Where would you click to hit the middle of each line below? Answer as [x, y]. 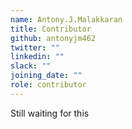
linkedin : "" [37, 57]
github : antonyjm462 [53, 38]
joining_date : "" [46, 76]
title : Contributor [51, 29]
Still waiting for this [50, 113]
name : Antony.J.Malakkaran [66, 19]
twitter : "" [35, 47]
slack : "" [31, 66]
